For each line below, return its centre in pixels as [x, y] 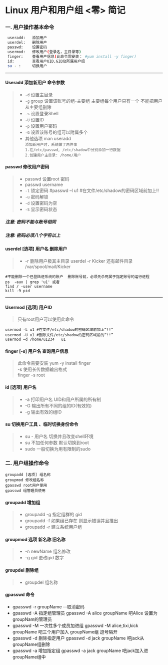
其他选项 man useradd [48, 138]
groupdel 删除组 [22, 570]
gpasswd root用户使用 [26, 486]
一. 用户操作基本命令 [30, 27]
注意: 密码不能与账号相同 [30, 221]
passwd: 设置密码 [27, 47]
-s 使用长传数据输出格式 [42, 369]
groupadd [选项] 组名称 [28, 475]
